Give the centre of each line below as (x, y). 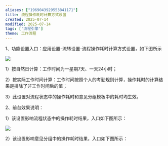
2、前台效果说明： (25, 107)
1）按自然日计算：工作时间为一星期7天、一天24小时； (61, 69)
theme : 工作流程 (21, 33)
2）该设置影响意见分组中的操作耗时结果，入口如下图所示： (67, 138)
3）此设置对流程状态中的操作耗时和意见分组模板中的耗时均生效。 (73, 97)
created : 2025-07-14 (27, 19)
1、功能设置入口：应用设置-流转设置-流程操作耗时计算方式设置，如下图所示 (83, 48)
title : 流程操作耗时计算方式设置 (36, 15)
